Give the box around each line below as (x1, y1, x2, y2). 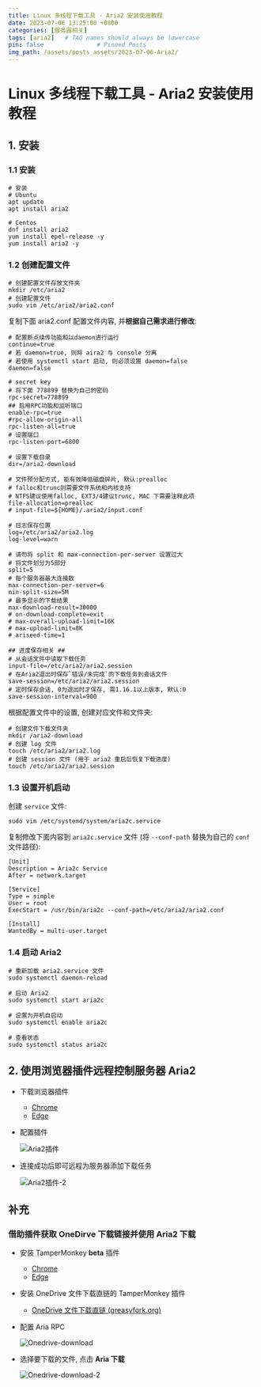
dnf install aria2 (8, 225, 69, 233)
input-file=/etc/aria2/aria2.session (8, 662, 133, 670)
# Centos (8, 218, 37, 226)
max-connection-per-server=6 (8, 582, 104, 589)
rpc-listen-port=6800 (8, 438, 80, 446)
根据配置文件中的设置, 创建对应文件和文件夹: (8, 707, 153, 717)
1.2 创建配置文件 (8, 259, 70, 270)
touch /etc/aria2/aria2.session (8, 763, 115, 771)
